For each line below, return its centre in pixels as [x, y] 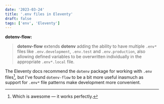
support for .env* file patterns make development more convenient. [73, 82]
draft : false [18, 18]
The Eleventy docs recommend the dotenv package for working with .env [79, 71]
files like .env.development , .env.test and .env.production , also [81, 52]
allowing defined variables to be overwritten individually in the [79, 57]
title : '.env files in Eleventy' [39, 14]
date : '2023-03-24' [25, 9]
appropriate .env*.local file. [46, 62]
